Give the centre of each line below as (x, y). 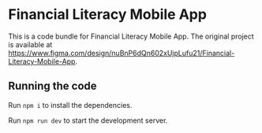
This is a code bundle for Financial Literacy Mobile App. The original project (131, 36)
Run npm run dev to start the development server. (88, 120)
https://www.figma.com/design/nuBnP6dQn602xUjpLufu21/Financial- (122, 53)
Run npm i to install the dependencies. (70, 105)
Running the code (52, 86)
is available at (30, 44)
